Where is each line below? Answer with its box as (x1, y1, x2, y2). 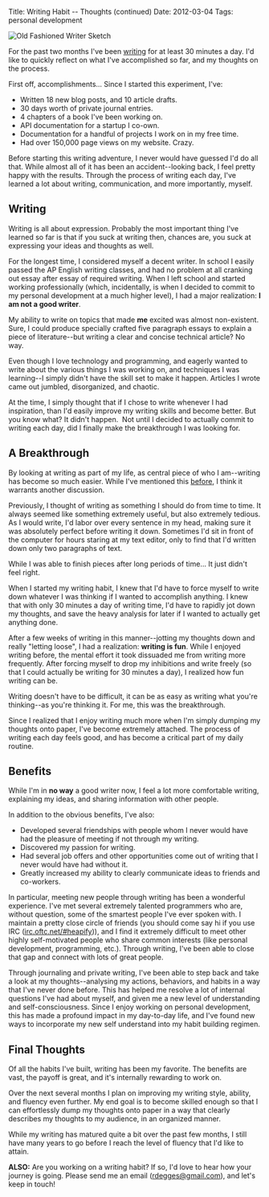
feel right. (8, 567, 40, 577)
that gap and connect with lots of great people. (8, 952, 164, 962)
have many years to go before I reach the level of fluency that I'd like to (8, 1138, 244, 1148)
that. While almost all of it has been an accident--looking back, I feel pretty (8, 162, 255, 172)
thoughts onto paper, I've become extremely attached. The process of (8, 724, 241, 734)
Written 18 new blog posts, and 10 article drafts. (19, 95, 178, 104)
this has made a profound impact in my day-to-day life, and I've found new (8, 1011, 255, 1021)
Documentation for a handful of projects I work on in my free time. (19, 129, 239, 139)
